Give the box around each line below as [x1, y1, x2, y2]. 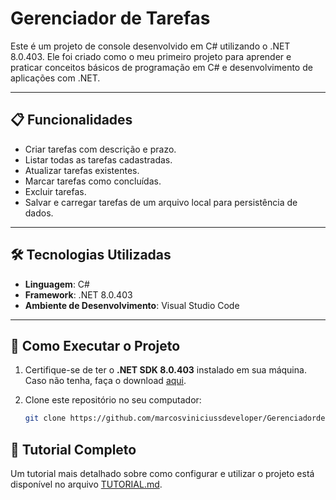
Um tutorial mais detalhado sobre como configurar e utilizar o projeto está [10, 468, 315, 480]
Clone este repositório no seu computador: [24, 394, 202, 406]
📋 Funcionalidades [10, 112, 133, 129]
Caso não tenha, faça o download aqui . [24, 375, 187, 387]
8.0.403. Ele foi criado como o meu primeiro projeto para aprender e [10, 50, 292, 62]
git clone [24, 413, 67, 424]
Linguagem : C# [24, 278, 90, 290]
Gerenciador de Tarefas [10, 7, 211, 30]
